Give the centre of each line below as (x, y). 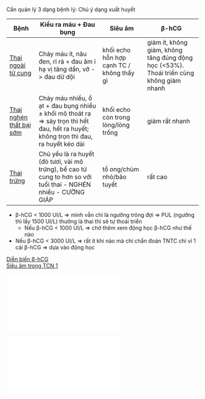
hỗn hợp (114, 58)
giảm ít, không (167, 42)
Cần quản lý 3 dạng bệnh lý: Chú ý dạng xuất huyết (71, 9)
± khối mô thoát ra (65, 113)
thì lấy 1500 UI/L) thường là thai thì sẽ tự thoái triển (78, 221)
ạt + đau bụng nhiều (67, 106)
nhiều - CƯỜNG (62, 192)
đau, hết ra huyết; (64, 129)
